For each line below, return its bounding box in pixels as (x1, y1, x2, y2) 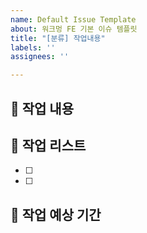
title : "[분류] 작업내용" (10, 33, 106, 43)
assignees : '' (10, 52, 70, 62)
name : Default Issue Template (10, 14, 137, 25)
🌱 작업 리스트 (10, 137, 87, 154)
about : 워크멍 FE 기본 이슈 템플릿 (10, 24, 138, 34)
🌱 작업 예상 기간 (10, 206, 102, 223)
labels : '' (10, 42, 56, 53)
